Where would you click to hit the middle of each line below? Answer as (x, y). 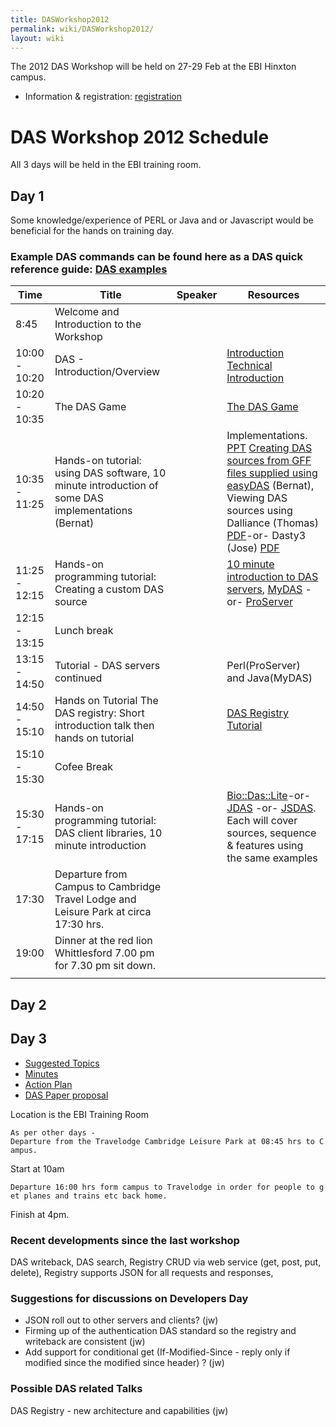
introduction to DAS (272, 577)
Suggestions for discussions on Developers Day (129, 1298)
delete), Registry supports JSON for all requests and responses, (142, 1272)
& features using (265, 846)
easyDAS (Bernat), (270, 486)
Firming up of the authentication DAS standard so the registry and (160, 1331)
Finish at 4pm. (40, 1214)
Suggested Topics (62, 1063)
